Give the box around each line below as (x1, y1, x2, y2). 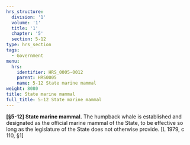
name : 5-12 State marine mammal (17, 80, 96, 86)
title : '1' (11, 25, 38, 31)
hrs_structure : (6, 8, 44, 15)
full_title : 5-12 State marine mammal (6, 96, 102, 102)
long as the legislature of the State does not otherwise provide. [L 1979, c (6, 125, 185, 133)
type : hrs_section (6, 42, 51, 48)
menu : (6, 58, 20, 64)
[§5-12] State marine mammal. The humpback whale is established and (6, 113, 182, 120)
